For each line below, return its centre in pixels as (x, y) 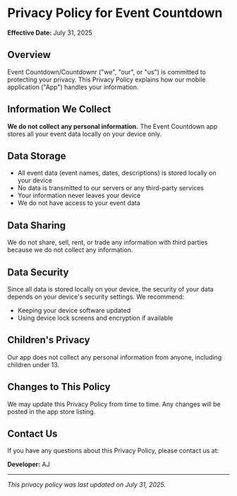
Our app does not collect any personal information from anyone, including (115, 357)
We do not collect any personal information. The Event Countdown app (113, 126)
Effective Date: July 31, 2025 (50, 33)
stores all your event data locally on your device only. (85, 134)
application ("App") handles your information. (73, 87)
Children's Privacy (49, 340)
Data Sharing (37, 225)
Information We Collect (59, 109)
